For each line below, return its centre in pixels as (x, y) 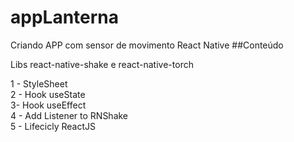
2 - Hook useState (48, 94)
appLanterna (65, 17)
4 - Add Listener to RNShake (69, 115)
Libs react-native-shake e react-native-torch (102, 64)
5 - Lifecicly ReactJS (53, 126)
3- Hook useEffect (48, 105)
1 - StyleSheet (39, 83)
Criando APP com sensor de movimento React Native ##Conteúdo (147, 45)
